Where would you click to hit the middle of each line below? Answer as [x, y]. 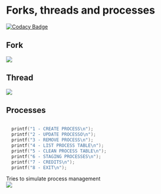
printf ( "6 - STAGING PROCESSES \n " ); [56, 156]
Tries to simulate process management [53, 179]
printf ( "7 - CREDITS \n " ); [43, 162]
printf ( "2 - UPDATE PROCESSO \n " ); [54, 135]
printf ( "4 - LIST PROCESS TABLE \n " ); [58, 145]
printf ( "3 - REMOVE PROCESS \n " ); [52, 140]
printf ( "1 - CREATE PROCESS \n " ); [52, 129]
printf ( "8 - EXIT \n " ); [39, 167]
